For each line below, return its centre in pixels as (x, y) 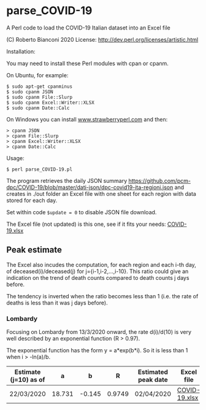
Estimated (153, 372)
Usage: (15, 158)
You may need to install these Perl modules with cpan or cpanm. (87, 63)
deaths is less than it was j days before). (57, 303)
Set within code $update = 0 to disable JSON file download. (82, 212)
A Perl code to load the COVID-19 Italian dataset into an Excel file (88, 28)
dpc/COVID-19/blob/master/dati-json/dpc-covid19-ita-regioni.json (90, 187)
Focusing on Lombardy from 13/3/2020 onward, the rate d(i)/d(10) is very (99, 332)
